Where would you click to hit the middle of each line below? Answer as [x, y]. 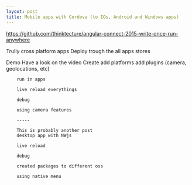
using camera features [44, 110]
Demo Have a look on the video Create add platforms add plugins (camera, [96, 62]
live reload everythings [47, 89]
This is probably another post [55, 130]
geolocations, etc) [28, 68]
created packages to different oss [60, 166]
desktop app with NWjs [44, 135]
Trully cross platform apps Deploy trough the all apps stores [78, 51]
